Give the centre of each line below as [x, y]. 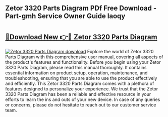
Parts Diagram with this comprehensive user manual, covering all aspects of [84, 57]
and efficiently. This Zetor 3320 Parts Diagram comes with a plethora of [80, 83]
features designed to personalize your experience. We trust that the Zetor [82, 89]
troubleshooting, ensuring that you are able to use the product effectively [81, 78]
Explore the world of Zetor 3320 [120, 51]
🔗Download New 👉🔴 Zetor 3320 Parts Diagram [81, 37]
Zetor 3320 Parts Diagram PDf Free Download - [81, 8]
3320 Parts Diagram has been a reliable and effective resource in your [78, 94]
